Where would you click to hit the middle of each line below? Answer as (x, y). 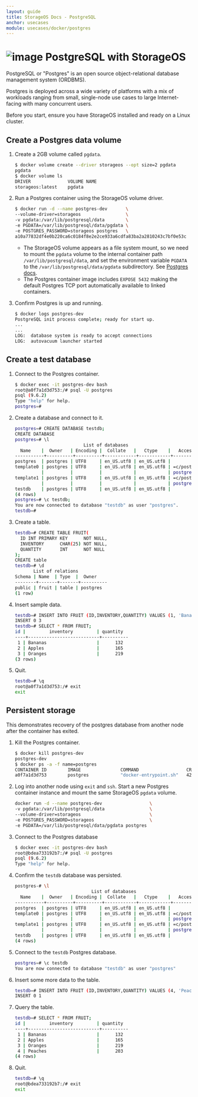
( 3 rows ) (25, 659)
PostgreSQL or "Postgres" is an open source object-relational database (93, 74)
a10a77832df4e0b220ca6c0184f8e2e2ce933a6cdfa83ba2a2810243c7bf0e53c (100, 237)
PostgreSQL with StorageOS (115, 57)
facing (14, 104)
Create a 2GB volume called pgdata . (58, 154)
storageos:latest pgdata (49, 187)
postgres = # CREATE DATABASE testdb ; (60, 429)
